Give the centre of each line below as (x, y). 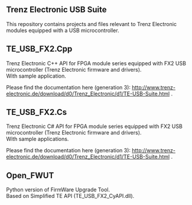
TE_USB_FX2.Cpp (39, 49)
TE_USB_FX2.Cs (37, 112)
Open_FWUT (30, 175)
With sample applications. (38, 139)
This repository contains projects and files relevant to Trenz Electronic (92, 24)
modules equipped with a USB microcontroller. (63, 30)
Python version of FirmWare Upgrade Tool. (58, 190)
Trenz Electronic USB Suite (56, 10)
